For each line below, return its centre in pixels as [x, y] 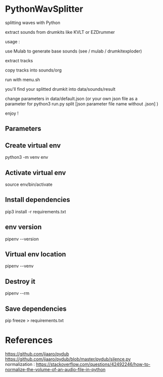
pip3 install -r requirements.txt [36, 211]
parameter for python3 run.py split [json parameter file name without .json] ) [82, 103]
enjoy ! [12, 113]
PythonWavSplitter [44, 9]
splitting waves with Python [33, 23]
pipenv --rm [17, 293]
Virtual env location [36, 254]
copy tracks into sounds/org [33, 70]
